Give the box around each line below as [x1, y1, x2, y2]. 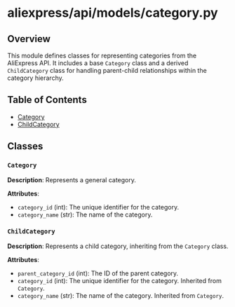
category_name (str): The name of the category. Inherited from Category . [17, 291, 224, 299]
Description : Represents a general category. [7, 175, 137, 184]
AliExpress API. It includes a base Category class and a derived [7, 59, 189, 67]
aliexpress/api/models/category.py [7, 5, 219, 21]
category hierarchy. [7, 74, 65, 82]
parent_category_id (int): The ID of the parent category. [17, 268, 179, 278]
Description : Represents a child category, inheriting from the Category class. [7, 242, 229, 250]
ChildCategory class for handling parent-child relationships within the [7, 67, 207, 74]
